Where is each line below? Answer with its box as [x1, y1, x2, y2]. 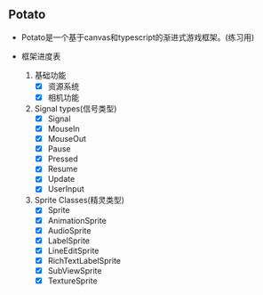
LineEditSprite [47, 245, 100, 256]
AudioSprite [47, 225, 92, 235]
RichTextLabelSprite [47, 255, 122, 266]
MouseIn [47, 124, 81, 134]
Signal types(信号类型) [34, 102, 117, 114]
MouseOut [47, 134, 86, 144]
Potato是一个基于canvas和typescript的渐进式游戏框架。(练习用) [20, 31, 255, 43]
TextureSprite [47, 275, 99, 286]
